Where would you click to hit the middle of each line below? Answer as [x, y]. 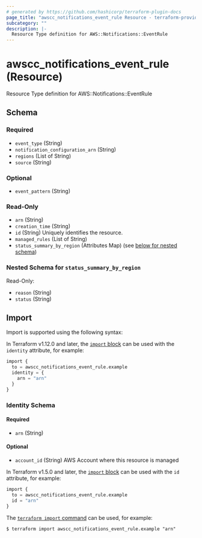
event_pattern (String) [43, 191]
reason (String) [33, 292]
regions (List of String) [43, 156]
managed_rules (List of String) [51, 239]
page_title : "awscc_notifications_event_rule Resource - [79, 18]
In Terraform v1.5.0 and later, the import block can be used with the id [93, 472]
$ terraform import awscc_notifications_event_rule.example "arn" [91, 529]
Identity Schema [31, 405]
